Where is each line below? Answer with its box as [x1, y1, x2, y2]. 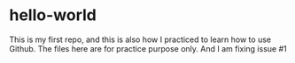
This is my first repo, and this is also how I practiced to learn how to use [9, 34, 272, 45]
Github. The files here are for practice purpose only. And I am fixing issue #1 [9, 43, 287, 53]
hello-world [9, 5, 97, 25]
